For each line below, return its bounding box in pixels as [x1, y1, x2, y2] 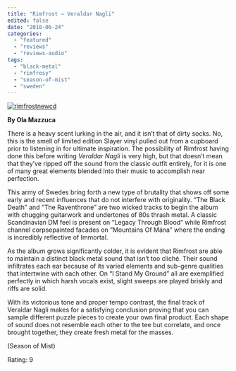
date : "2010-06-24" [7, 23, 65, 30]
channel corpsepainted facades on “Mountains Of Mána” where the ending [7, 225, 225, 234]
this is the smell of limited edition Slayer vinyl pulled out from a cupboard [7, 137, 218, 146]
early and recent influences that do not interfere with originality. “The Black [7, 196, 225, 204]
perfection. [7, 175, 39, 183]
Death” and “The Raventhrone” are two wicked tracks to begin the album [7, 203, 218, 212]
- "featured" [13, 37, 52, 44]
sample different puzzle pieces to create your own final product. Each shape [7, 313, 229, 322]
